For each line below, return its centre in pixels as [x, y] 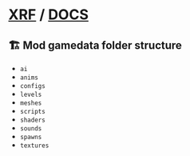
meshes [31, 103]
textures [34, 146]
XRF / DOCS [49, 15]
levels [31, 94]
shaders [32, 120]
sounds [31, 129]
